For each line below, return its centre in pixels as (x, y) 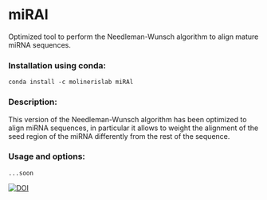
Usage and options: (47, 156)
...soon (21, 173)
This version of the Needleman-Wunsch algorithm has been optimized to (128, 119)
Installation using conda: (57, 65)
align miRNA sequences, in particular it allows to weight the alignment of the (133, 128)
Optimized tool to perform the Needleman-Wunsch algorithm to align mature (133, 37)
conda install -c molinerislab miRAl (71, 82)
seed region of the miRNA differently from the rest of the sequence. (119, 136)
